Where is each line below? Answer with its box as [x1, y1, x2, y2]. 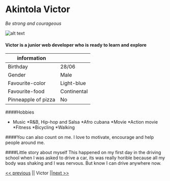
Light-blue [60, 80, 86, 87]
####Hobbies [5, 109, 35, 115]
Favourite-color [8, 80, 46, 87]
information [17, 55, 46, 62]
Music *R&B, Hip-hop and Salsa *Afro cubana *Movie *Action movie [12, 119, 158, 125]
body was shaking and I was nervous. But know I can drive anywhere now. [5, 160, 162, 166]
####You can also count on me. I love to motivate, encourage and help [5, 134, 154, 140]
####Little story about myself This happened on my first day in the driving [5, 150, 161, 156]
